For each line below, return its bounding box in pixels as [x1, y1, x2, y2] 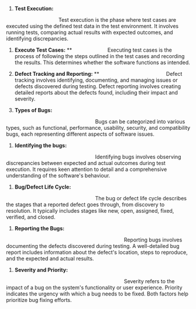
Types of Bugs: [14, 107, 53, 113]
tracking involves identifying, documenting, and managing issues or [14, 76, 178, 83]
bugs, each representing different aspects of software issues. [6, 130, 155, 137]
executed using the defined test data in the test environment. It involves [6, 23, 179, 29]
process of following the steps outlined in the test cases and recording [14, 53, 185, 59]
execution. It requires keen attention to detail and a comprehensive [6, 166, 167, 173]
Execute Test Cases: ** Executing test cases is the [14, 46, 173, 53]
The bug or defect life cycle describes [95, 195, 187, 201]
